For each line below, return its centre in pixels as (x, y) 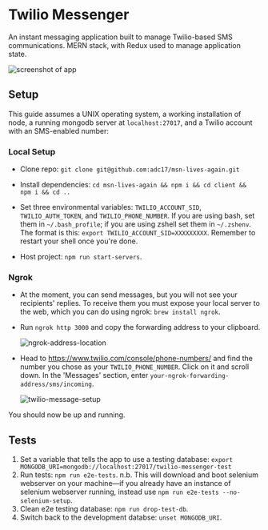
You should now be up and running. (67, 415)
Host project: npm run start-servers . (81, 257)
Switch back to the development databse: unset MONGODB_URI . (121, 517)
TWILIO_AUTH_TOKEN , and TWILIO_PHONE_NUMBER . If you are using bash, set (137, 216)
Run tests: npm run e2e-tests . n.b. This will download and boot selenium (139, 475)
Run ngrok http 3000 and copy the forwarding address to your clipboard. (140, 327)
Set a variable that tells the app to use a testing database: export (126, 460)
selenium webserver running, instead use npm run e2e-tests (119, 492)
